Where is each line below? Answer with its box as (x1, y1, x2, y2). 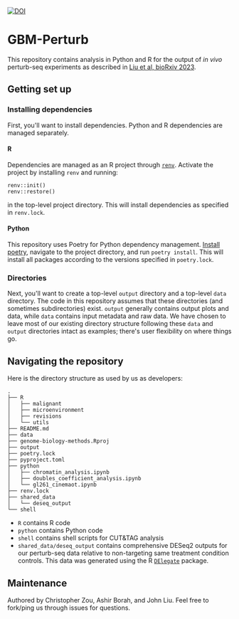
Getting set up (7, 83, 72, 95)
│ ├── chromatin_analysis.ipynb (7, 469, 110, 476)
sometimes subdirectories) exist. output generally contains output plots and (7, 305, 229, 313)
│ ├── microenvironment (7, 406, 84, 414)
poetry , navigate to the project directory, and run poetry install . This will (7, 248, 224, 256)
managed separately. (7, 128, 70, 137)
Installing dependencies (7, 105, 92, 115)
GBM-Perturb (7, 32, 89, 48)
